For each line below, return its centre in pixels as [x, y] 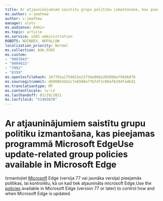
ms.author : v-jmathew [27, 14]
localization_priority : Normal [37, 46]
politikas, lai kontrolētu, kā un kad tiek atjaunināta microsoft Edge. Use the [78, 183]
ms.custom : [16, 54]
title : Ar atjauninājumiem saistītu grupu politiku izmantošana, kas [77, 9]
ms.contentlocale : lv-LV [30, 91]
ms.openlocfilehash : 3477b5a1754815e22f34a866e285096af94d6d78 [70, 77]
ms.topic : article [24, 32]
